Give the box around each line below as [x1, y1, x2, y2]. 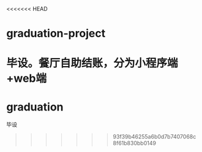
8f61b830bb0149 [113, 140, 156, 147]
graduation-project [6, 27, 106, 40]
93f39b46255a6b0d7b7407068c [113, 133, 196, 140]
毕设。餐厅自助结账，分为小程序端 [6, 56, 179, 70]
